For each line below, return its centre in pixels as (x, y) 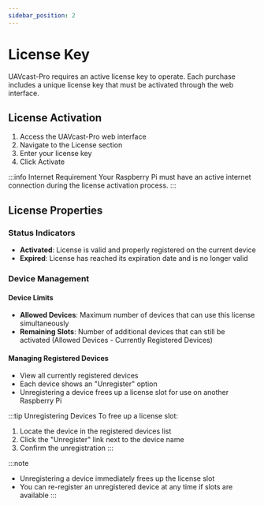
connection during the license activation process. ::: (92, 185)
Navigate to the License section (71, 145)
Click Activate (42, 162)
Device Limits (31, 297)
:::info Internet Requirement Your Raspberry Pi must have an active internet (130, 177)
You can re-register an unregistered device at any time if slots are (126, 487)
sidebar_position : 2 (42, 15)
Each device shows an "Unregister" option (88, 384)
